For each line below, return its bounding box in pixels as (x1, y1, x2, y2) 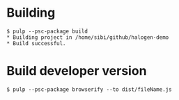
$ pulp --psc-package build (6, 28, 88, 35)
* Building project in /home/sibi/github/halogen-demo (6, 33, 169, 41)
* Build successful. (6, 40, 67, 47)
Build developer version (6, 63, 147, 79)
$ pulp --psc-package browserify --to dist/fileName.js (6, 85, 172, 93)
